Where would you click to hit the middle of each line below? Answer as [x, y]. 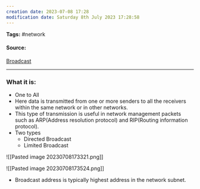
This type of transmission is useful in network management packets [98, 114]
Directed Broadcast [47, 139]
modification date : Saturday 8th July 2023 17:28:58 [73, 17]
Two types [28, 133]
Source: [16, 48]
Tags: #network [26, 34]
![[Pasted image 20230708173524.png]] [55, 168]
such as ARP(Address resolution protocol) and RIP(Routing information [101, 120]
